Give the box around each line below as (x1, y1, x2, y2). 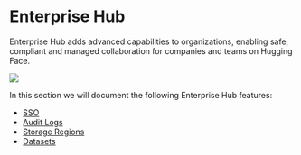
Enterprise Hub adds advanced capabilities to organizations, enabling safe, (9, 36, 289, 47)
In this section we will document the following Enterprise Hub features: (9, 89, 273, 100)
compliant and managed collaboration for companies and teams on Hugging (9, 45, 293, 56)
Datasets (22, 135, 56, 146)
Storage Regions (22, 126, 85, 137)
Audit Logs (22, 116, 63, 127)
